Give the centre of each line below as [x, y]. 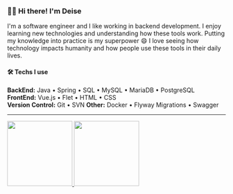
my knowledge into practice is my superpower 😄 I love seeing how [103, 41]
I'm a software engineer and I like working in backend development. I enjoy [114, 26]
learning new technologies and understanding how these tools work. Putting [116, 33]
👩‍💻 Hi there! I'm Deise [44, 11]
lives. [15, 55]
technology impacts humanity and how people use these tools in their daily [114, 48]
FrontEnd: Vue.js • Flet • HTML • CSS [62, 97]
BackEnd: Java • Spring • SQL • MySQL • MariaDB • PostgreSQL [101, 90]
